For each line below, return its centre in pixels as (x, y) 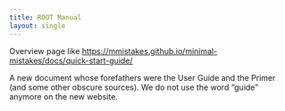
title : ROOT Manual (46, 17)
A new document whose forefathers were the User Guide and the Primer (142, 77)
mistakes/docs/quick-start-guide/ (71, 60)
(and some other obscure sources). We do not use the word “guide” (134, 87)
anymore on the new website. (64, 96)
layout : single (38, 26)
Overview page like (45, 51)
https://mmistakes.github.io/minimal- (150, 51)
